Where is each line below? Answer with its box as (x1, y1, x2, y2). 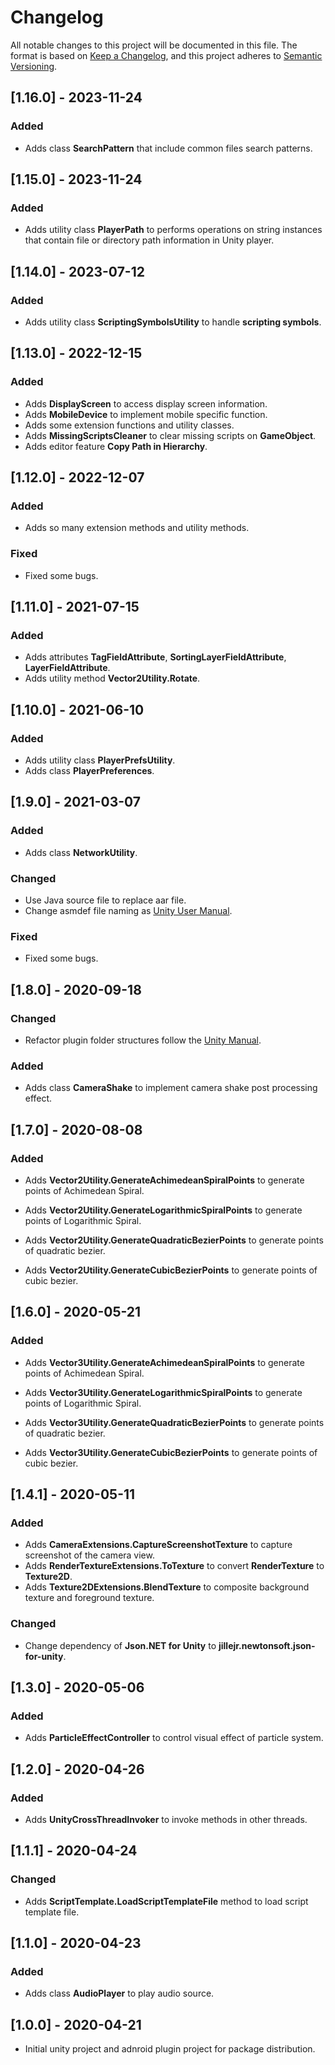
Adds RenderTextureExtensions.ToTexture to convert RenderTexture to (24, 1560, 325, 1572)
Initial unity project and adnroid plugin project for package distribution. (24, 2043, 316, 2055)
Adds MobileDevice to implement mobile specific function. (24, 408, 268, 420)
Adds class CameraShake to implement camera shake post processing (24, 1082, 318, 1094)
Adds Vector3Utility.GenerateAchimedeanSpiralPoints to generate (24, 1356, 305, 1368)
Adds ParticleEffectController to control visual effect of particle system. (24, 1732, 324, 1744)
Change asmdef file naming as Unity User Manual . (24, 905, 233, 917)
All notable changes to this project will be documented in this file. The (10, 39, 298, 51)
